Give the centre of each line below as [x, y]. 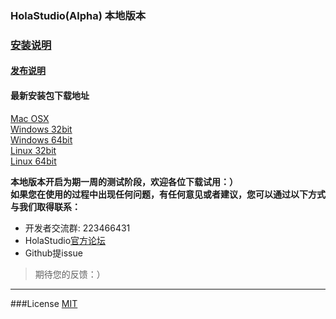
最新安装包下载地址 [50, 96]
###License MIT [44, 303]
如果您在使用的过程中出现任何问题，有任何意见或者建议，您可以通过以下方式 [168, 194]
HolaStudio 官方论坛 [65, 240]
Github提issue [53, 253]
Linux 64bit [33, 161]
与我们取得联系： [45, 206]
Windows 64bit [41, 139]
